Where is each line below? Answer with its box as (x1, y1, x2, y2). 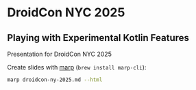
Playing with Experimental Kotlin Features (7, 32, 190, 44)
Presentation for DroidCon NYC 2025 (7, 50, 112, 58)
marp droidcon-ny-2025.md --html (7, 76, 103, 83)
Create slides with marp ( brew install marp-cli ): (7, 63, 147, 71)
